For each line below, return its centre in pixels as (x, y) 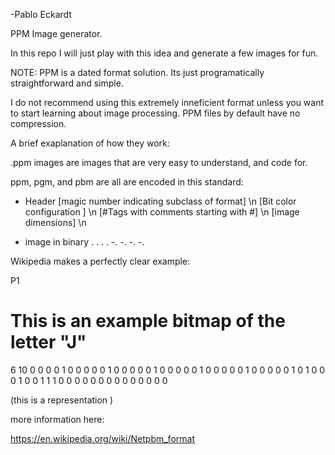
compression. (38, 123)
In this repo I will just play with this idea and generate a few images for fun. (164, 53)
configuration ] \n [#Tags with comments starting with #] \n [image (162, 212)
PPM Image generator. (56, 33)
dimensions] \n (55, 222)
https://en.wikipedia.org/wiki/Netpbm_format (102, 438)
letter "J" (48, 342)
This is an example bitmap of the (148, 321)
